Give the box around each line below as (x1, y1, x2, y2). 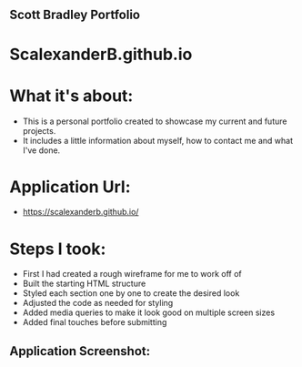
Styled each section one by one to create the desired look (22, 288, 240, 299)
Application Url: (9, 177, 131, 197)
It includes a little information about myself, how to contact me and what (22, 135, 294, 146)
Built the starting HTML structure (22, 278, 146, 290)
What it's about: (9, 86, 134, 106)
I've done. (22, 145, 61, 156)
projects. (22, 125, 56, 136)
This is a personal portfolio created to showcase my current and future (22, 116, 287, 127)
